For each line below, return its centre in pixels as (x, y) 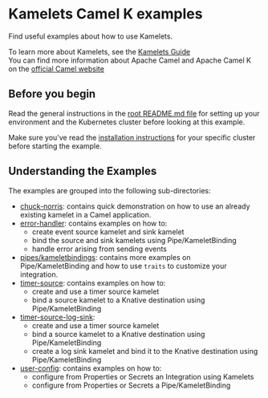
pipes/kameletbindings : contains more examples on (105, 257)
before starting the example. (55, 146)
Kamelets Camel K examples (106, 14)
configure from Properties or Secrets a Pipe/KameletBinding (131, 385)
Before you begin (52, 94)
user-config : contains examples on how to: (91, 368)
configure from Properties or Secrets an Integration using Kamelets (143, 376)
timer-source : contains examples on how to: (93, 282)
